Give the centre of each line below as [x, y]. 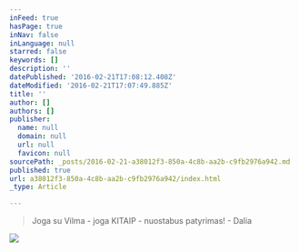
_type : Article [38, 187]
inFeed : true [34, 18]
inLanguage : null [42, 43]
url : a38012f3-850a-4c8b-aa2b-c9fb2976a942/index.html [115, 178]
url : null [36, 145]
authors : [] [32, 111]
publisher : [30, 119]
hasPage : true [36, 26]
